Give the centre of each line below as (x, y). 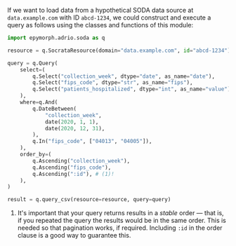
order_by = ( (36, 154)
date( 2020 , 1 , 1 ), (72, 122)
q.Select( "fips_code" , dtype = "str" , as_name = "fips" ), (113, 83)
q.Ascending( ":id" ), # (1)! (73, 174)
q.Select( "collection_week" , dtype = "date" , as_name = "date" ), (124, 76)
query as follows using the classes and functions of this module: (100, 25)
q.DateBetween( (55, 109)
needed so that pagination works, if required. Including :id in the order (120, 228)
